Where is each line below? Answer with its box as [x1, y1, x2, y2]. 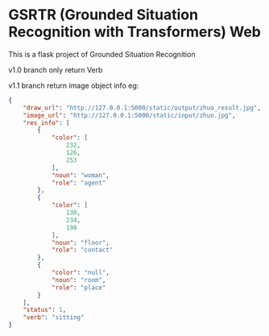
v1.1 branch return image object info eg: [8, 81, 139, 90]
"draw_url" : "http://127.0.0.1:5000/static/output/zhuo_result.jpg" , [23, 103, 262, 112]
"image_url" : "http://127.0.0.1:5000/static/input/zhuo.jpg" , [23, 111, 236, 119]
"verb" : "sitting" [23, 313, 85, 321]
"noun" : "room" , [51, 276, 106, 284]
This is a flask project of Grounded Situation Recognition [8, 49, 196, 59]
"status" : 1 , [23, 306, 67, 314]
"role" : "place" [51, 284, 106, 292]
